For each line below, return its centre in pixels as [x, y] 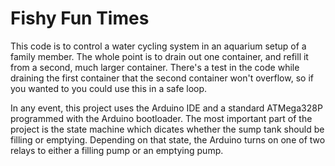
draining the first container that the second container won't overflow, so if [162, 78]
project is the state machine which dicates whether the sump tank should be [167, 129]
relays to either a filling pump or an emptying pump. [117, 150]
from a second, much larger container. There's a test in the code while [155, 67]
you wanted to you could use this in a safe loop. [109, 88]
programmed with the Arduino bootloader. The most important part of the [161, 118]
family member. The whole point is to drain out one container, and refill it [159, 56]
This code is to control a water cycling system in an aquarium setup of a [158, 46]
